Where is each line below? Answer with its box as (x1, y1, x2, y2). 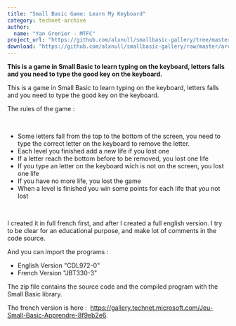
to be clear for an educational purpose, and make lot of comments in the (7, 227, 217, 234)
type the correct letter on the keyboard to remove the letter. (17, 139, 190, 148)
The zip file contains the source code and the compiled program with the (7, 282, 218, 291)
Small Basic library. (7, 290, 63, 298)
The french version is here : (7, 303, 88, 312)
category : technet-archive (7, 17, 86, 24)
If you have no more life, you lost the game (17, 177, 142, 185)
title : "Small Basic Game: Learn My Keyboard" (7, 10, 146, 18)
